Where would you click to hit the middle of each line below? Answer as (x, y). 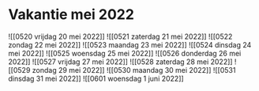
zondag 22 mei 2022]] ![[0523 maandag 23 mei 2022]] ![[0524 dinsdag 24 (130, 44)
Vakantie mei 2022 (71, 15)
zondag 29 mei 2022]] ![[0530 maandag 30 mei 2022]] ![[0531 (134, 70)
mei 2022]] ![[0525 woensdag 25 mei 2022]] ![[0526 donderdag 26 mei (125, 53)
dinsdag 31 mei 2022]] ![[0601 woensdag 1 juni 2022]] (96, 78)
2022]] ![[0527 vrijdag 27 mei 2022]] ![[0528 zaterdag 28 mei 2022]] (120, 62)
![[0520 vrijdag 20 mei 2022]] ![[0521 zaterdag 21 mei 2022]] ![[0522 (120, 36)
